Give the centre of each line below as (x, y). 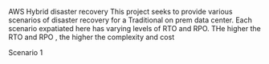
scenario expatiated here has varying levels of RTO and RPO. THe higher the (134, 28)
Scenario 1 (26, 52)
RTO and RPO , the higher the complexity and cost (92, 37)
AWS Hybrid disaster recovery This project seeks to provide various (120, 12)
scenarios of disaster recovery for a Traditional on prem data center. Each (130, 20)
